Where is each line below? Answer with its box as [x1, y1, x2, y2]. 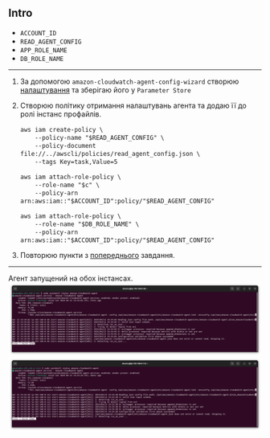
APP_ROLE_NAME [19, 46, 67, 55]
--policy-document [35, 141, 96, 149]
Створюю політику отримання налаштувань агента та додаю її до [19, 100, 247, 110]
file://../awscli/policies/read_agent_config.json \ [19, 149, 201, 158]
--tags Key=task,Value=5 [35, 158, 118, 166]
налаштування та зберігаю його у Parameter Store [19, 84, 191, 95]
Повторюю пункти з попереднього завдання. [19, 250, 175, 260]
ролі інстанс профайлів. [19, 108, 102, 119]
